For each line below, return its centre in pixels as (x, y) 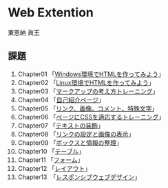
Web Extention (51, 13)
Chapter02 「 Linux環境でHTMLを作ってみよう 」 (86, 82)
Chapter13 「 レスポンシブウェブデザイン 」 (79, 177)
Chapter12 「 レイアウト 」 (54, 168)
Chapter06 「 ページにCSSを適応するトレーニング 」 (91, 117)
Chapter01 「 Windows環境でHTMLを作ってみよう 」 (91, 74)
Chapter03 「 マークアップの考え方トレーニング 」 (88, 91)
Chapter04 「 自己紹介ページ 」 (61, 99)
